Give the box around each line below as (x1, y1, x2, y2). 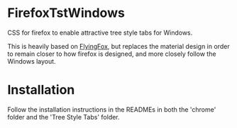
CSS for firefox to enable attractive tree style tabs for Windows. (7, 28, 193, 37)
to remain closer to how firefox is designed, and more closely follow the (7, 50, 216, 58)
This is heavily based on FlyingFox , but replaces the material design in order (7, 42, 230, 50)
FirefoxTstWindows (7, 5, 126, 21)
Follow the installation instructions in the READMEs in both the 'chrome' (7, 105, 216, 114)
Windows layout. (7, 57, 56, 65)
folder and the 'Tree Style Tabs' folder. (7, 112, 120, 121)
